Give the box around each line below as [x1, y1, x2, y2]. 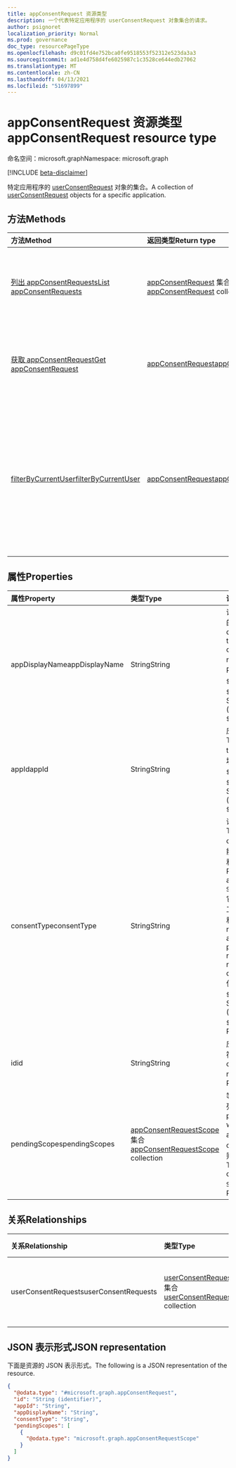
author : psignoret [7, 23, 61, 30]
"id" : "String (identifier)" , [13, 1396, 102, 1403]
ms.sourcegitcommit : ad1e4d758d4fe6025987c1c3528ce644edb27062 [7, 56, 197, 63]
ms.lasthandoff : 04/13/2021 [7, 75, 90, 83]
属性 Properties [7, 571, 73, 583]
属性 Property [11, 593, 55, 603]
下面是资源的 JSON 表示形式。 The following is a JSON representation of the [7, 1361, 228, 1369]
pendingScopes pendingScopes [11, 1139, 115, 1149]
